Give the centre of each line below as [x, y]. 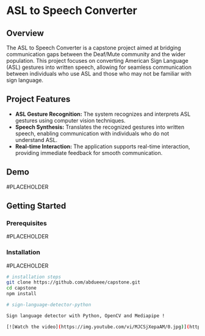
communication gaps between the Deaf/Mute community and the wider [96, 54]
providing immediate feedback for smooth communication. [89, 152]
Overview [25, 33]
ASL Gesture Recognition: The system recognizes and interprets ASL [103, 114]
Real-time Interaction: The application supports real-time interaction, [103, 146]
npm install [21, 294]
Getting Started [36, 206]
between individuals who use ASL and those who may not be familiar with [99, 73]
